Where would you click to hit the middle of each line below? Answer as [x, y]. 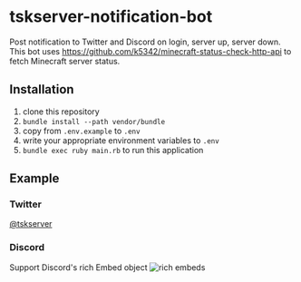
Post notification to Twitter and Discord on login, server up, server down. [145, 42]
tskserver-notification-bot [111, 17]
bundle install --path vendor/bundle [94, 122]
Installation [42, 89]
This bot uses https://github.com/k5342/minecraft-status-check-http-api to [150, 51]
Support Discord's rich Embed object [78, 267]
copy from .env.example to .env [81, 131]
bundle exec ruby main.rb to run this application [113, 150]
